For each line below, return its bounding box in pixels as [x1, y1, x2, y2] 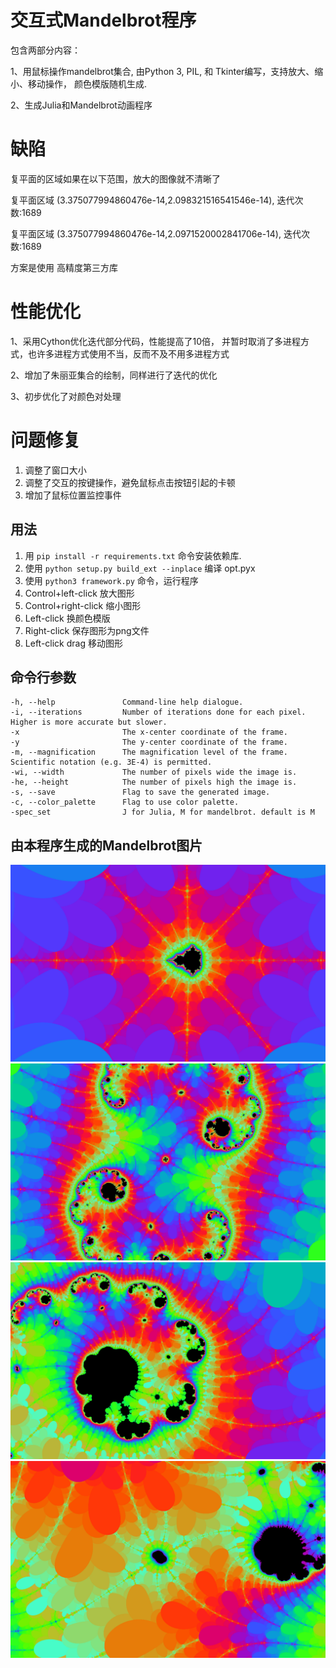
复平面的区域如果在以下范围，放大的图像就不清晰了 [10, 172, 221, 185]
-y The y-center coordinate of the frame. [10, 737, 288, 748]
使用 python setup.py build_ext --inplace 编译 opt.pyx [24, 562, 256, 574]
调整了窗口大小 [24, 464, 87, 476]
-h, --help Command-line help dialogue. [10, 697, 244, 708]
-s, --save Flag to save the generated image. [10, 787, 271, 798]
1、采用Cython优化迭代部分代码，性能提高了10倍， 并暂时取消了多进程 [10, 335, 301, 347]
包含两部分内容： [10, 44, 81, 56]
